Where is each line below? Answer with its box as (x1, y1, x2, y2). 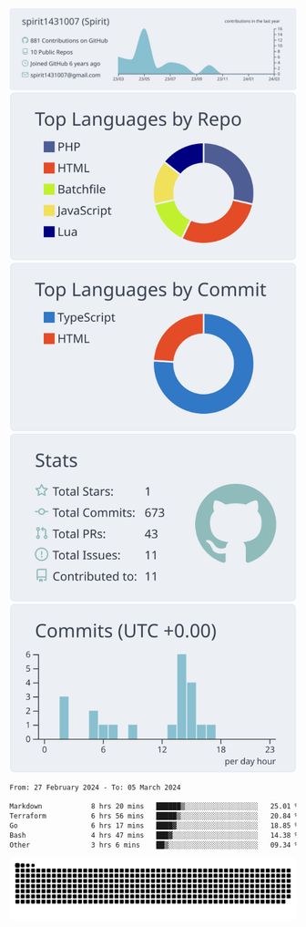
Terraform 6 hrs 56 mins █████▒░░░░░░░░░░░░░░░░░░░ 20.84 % (9, 811, 300, 821)
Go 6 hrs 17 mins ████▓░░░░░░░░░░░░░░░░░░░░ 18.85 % (9, 821, 300, 830)
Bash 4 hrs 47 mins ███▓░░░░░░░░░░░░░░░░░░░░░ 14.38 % (9, 830, 300, 839)
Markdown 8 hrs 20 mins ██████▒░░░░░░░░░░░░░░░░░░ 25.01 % (9, 802, 300, 811)
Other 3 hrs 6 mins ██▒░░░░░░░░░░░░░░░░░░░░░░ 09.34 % (9, 840, 300, 850)
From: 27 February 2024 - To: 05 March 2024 (9, 783, 181, 792)
